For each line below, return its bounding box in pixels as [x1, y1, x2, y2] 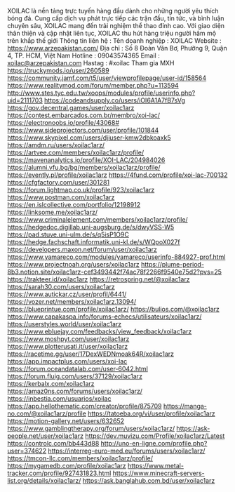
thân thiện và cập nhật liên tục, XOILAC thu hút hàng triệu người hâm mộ [7, 29, 216, 37]
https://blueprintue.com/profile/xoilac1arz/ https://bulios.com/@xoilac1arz [7, 305, 220, 313]
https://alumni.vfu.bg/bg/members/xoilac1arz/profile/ [7, 164, 161, 171]
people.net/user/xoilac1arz [7, 432, 84, 440]
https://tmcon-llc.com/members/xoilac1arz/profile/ [7, 454, 153, 463]
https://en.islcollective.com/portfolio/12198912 [7, 201, 141, 208]
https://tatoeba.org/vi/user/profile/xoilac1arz [87, 409, 215, 418]
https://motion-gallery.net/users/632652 [7, 417, 125, 425]
